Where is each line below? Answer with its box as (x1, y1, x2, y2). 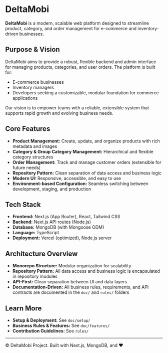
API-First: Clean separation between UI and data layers (12, 279, 127, 285)
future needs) (12, 164, 41, 170)
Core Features (5, 124, 50, 133)
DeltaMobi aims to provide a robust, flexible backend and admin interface (5, 59, 156, 65)
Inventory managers (12, 84, 54, 90)
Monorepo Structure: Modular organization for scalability (12, 263, 131, 269)
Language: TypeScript (12, 230, 59, 236)
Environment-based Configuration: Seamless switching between (12, 181, 148, 187)
